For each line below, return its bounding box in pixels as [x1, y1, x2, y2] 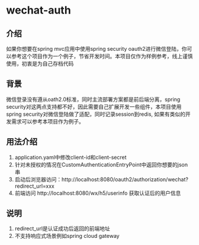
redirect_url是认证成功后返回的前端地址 [14, 225, 111, 232]
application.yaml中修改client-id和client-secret [14, 153, 127, 161]
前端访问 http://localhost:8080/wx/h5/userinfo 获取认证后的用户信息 [14, 190, 181, 197]
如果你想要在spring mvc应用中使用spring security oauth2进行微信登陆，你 [6, 45, 188, 52]
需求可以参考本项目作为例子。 [11, 117, 84, 125]
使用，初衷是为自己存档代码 [6, 60, 74, 67]
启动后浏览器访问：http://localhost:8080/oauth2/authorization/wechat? [14, 175, 188, 183]
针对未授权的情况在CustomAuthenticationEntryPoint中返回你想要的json [14, 161, 188, 168]
